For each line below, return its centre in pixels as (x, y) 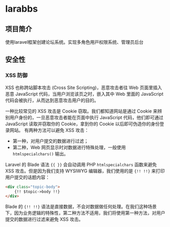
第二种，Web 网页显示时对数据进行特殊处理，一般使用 (69, 147)
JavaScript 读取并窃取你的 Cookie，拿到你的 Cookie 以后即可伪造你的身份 (82, 124)
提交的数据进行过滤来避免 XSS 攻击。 (44, 219)
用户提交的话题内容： (27, 177)
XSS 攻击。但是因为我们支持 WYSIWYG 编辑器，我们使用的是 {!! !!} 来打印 (85, 171)
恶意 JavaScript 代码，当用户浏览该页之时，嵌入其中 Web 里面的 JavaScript (84, 94)
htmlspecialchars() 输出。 (40, 154)
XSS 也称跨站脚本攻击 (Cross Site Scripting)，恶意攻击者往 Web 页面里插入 (84, 88)
